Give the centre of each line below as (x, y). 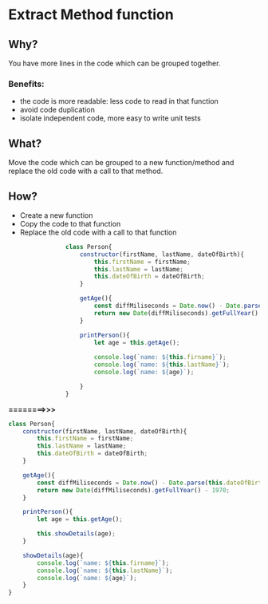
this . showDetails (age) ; (76, 534)
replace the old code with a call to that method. (86, 171)
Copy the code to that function (70, 223)
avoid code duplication (57, 110)
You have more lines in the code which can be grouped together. (114, 63)
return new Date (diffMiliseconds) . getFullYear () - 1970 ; (133, 490)
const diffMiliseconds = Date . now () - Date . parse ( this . (132, 483)
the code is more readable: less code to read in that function (119, 101)
